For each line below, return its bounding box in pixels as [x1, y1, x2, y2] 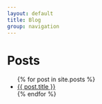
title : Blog [7, 17, 41, 23]
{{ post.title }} [16, 83, 56, 91]
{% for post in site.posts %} [16, 75, 96, 83]
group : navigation [7, 23, 60, 30]
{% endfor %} [16, 90, 57, 98]
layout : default [7, 10, 53, 17]
